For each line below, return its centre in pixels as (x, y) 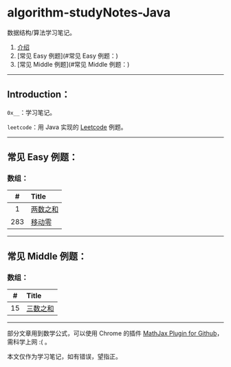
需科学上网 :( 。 (29, 342)
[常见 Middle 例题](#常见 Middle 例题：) (73, 64)
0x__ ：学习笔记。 (32, 112)
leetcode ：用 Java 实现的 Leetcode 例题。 (67, 127)
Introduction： (39, 94)
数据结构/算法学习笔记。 (42, 32)
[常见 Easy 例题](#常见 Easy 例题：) (67, 56)
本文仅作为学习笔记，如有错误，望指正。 (64, 357)
